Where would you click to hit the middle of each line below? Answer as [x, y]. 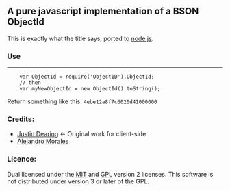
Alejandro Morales [43, 141]
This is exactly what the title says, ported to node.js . [80, 38]
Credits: [21, 119]
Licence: [22, 159]
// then [30, 83]
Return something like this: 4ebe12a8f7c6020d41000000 [82, 101]
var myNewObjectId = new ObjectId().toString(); [90, 89]
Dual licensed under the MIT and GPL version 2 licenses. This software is [110, 174]
